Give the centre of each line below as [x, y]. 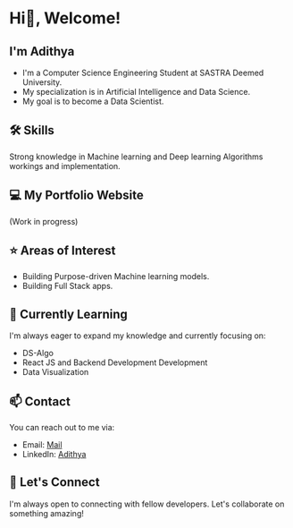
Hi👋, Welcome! [65, 18]
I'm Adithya [42, 51]
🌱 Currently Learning [68, 314]
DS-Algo [38, 353]
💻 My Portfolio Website [77, 196]
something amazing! [47, 513]
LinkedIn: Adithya [54, 455]
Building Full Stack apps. [67, 286]
